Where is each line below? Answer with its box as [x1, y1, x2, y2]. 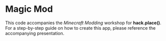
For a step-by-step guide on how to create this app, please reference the [5, 25, 156, 31]
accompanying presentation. [5, 30, 64, 36]
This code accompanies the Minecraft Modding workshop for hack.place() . [5, 20, 161, 26]
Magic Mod [5, 3, 53, 15]
